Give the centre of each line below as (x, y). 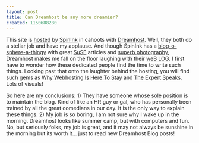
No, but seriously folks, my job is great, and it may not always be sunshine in (100, 127)
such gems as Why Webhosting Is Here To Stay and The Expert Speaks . (94, 77)
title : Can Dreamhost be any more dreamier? (62, 17)
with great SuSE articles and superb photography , (108, 52)
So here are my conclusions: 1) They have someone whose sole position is (97, 95)
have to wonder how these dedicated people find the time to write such (94, 65)
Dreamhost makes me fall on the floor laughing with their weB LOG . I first (95, 59)
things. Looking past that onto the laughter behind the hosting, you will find (98, 71)
